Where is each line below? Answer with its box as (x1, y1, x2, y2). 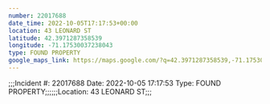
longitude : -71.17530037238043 (8, 42, 113, 50)
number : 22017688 (8, 11, 67, 20)
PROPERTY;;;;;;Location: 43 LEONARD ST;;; (8, 86, 153, 96)
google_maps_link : (8, 57, 70, 65)
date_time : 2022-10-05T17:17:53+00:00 (8, 19, 138, 27)
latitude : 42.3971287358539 (8, 34, 103, 42)
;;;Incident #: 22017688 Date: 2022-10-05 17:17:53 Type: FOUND (8, 78, 222, 88)
